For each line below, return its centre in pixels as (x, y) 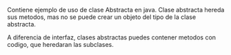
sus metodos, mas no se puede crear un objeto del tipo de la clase (102, 17)
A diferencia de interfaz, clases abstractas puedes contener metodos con (111, 37)
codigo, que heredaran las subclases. (60, 44)
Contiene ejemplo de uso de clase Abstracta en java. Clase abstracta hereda (116, 10)
